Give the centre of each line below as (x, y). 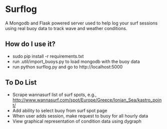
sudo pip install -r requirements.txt (48, 56)
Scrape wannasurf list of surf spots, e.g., (54, 94)
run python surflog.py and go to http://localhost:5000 (67, 66)
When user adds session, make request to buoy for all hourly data (80, 115)
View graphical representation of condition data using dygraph (77, 121)
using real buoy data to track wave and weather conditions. (66, 28)
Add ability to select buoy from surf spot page (60, 110)
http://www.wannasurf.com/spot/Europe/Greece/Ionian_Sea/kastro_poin (87, 100)
